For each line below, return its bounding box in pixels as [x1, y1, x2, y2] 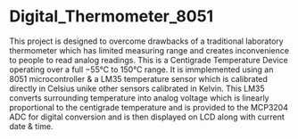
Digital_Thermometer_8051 [9, 6, 214, 27]
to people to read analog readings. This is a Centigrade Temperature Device [9, 54, 288, 65]
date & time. [9, 120, 54, 131]
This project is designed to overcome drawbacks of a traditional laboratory [9, 36, 284, 46]
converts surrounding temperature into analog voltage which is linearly [9, 92, 269, 103]
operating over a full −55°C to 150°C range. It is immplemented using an [9, 64, 274, 75]
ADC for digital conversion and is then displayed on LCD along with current [9, 111, 286, 122]
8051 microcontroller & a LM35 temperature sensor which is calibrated [9, 73, 268, 84]
